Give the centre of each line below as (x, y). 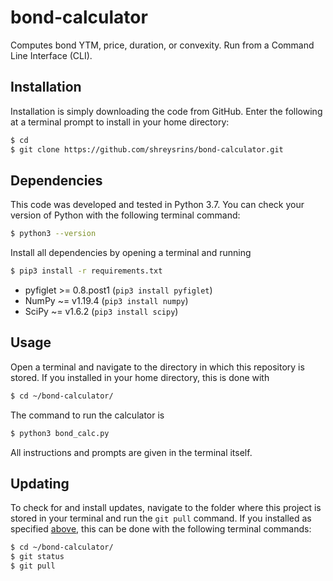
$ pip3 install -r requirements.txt (86, 271)
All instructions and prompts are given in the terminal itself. (131, 452)
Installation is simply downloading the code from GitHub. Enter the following (166, 111)
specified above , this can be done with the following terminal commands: (161, 529)
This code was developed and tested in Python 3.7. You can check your (157, 205)
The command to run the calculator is (87, 415)
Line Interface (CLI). (51, 55)
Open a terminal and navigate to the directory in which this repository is (157, 367)
